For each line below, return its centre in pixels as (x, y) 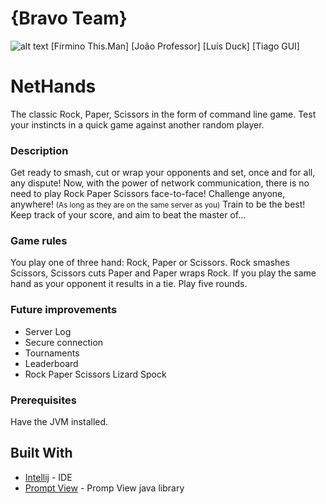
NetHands (53, 86)
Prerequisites (43, 400)
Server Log (48, 331)
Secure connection (64, 342)
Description (39, 150)
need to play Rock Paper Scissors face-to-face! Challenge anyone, (148, 194)
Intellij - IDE (48, 477)
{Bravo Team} (69, 18)
